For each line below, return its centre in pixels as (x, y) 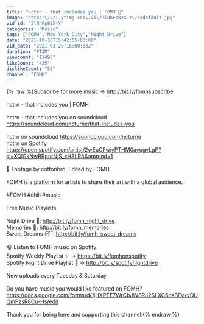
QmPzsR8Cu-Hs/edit (33, 301)
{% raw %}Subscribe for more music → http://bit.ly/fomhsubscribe (90, 91)
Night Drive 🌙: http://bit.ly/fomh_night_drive (61, 221)
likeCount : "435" (28, 63)
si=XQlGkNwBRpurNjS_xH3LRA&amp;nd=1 (60, 157)
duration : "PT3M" (28, 52)
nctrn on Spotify (27, 143)
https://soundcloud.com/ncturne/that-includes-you (71, 124)
